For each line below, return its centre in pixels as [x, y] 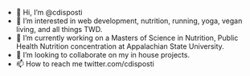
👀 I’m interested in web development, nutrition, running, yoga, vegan [129, 21]
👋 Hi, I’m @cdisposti [49, 12]
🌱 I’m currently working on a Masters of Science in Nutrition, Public [127, 38]
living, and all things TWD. [59, 29]
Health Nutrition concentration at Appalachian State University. [120, 46]
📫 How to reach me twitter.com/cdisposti [85, 64]
